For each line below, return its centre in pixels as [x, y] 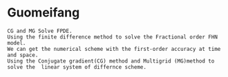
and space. [23, 55]
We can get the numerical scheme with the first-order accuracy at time [114, 49]
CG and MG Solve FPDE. [40, 31]
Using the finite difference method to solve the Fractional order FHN [112, 37]
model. [17, 43]
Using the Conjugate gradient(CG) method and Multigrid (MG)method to [111, 61]
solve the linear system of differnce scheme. [77, 67]
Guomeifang [44, 13]
